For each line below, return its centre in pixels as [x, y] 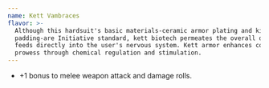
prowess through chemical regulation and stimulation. [108, 53]
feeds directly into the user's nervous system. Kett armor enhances [133, 46]
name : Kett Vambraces [44, 16]
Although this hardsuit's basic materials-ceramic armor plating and [133, 30]
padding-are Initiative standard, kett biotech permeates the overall [135, 38]
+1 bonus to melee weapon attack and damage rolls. [106, 76]
